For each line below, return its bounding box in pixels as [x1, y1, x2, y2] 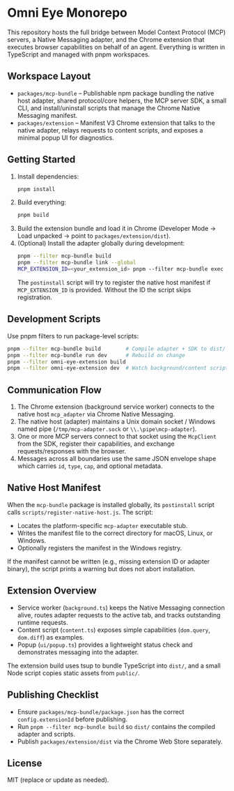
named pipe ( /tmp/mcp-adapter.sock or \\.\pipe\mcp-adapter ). [17, 425, 197, 433]
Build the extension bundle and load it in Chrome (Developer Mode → [17, 225, 217, 233]
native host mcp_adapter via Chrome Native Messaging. [17, 410, 175, 419]
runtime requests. [17, 618, 68, 626]
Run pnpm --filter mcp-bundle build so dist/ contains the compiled [17, 722, 216, 730]
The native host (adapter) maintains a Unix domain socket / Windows [17, 417, 216, 426]
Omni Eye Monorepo [7, 5, 127, 21]
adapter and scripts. [17, 730, 75, 738]
